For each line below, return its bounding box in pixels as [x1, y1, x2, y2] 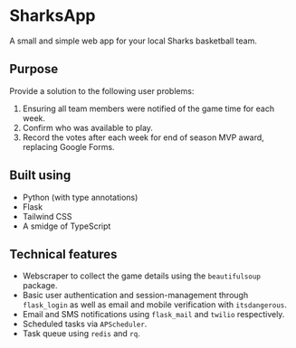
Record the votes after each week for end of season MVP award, [22, 132, 264, 143]
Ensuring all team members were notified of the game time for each [22, 103, 274, 114]
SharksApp [9, 5, 96, 26]
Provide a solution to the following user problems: [9, 85, 195, 96]
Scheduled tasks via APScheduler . [22, 318, 148, 330]
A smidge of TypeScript [22, 221, 111, 231]
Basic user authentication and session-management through [22, 290, 249, 301]
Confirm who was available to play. [22, 122, 154, 133]
